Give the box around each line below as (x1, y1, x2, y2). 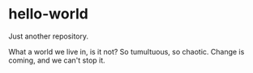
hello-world (8, 5, 89, 23)
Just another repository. (8, 31, 89, 41)
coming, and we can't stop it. (8, 55, 105, 65)
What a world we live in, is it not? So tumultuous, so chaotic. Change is (8, 47, 245, 56)
